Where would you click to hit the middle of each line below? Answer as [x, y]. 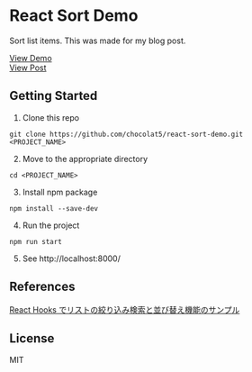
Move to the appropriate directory [85, 159]
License [32, 338]
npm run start [36, 241]
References [42, 287]
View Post [28, 68]
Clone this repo [50, 117]
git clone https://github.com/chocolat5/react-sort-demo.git [126, 134]
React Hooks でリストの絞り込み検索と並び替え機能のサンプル [125, 309]
